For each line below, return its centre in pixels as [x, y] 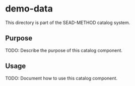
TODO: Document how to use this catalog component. [61, 78]
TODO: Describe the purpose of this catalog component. [64, 50]
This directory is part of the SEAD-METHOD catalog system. [68, 22]
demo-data [29, 9]
